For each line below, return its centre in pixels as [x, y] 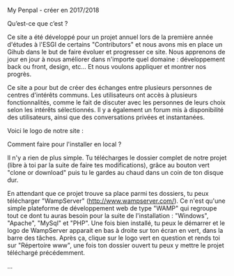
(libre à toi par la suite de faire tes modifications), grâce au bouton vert [109, 165]
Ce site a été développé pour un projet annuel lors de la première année [110, 37]
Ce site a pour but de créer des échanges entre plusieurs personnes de [110, 87]
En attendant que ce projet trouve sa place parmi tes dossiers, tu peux [108, 193]
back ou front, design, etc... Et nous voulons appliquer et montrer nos [107, 67]
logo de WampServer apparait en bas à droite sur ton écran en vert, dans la [115, 230]
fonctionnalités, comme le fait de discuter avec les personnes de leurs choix [117, 102]
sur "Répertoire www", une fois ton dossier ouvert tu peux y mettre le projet [116, 245]
